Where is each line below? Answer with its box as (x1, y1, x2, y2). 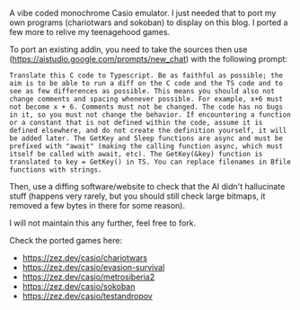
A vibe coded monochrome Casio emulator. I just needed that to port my (9, 8, 277, 18)
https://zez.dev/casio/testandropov (22, 291, 153, 301)
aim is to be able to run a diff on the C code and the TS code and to (9, 79, 283, 88)
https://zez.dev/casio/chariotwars (22, 252, 148, 263)
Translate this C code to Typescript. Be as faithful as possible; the (9, 71, 283, 80)
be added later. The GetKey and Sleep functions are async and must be (9, 134, 283, 143)
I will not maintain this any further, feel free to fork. (9, 217, 197, 228)
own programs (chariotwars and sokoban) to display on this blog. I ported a (9, 17, 288, 28)
